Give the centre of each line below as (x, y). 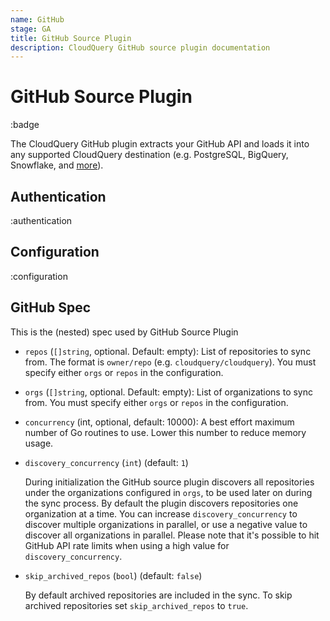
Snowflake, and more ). (57, 165)
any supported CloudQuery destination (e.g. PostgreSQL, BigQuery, (149, 155)
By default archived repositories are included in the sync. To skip (158, 595)
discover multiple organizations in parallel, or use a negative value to (166, 524)
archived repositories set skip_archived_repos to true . (136, 605)
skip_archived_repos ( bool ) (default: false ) (113, 575)
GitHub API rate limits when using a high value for (127, 545)
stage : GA (31, 29)
